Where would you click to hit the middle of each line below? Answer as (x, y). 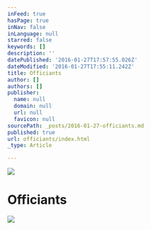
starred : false (30, 40)
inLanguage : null (33, 34)
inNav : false (27, 27)
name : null (30, 100)
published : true (31, 132)
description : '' (31, 54)
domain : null (33, 106)
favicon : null (34, 119)
